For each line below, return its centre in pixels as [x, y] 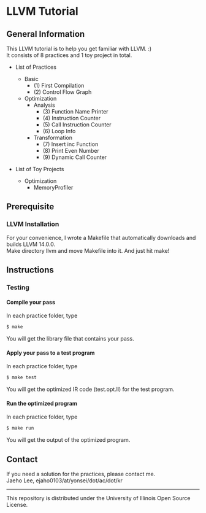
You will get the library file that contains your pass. [70, 339]
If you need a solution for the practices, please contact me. [81, 474]
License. [17, 505]
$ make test [21, 378]
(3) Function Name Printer [75, 111]
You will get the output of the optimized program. [68, 440]
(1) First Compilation [59, 85]
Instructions [30, 270]
